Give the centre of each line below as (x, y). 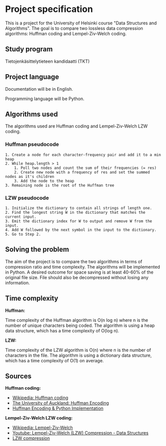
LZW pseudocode (27, 198)
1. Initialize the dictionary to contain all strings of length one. (79, 208)
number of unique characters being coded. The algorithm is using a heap (80, 325)
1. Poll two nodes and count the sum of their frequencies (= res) (85, 168)
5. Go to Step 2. (23, 234)
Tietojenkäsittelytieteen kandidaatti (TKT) (47, 61)
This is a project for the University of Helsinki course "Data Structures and (81, 23)
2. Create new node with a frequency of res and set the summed (82, 172)
